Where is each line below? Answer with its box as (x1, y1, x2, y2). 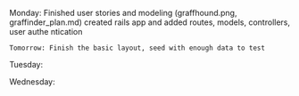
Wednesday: (9, 76, 55, 87)
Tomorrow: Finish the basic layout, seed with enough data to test (9, 44, 266, 52)
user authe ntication (9, 27, 83, 36)
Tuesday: (9, 60, 43, 69)
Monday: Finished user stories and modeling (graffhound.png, (9, 8, 237, 18)
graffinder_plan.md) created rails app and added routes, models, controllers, (9, 17, 291, 28)
